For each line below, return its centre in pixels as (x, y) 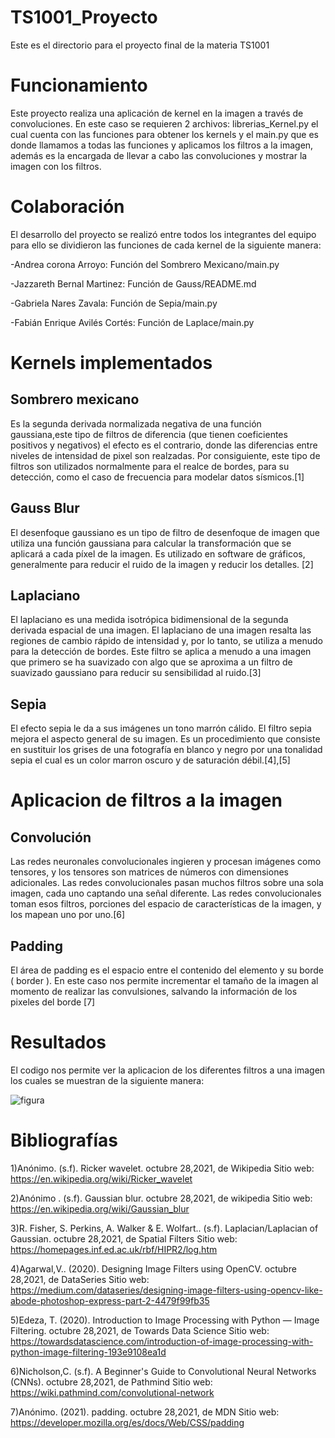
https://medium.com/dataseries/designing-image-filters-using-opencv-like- (166, 1290)
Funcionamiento (79, 85)
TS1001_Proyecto (84, 17)
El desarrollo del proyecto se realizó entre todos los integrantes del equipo (163, 234)
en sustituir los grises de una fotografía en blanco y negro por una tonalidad (166, 750)
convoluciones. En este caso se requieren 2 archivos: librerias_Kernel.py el (164, 123)
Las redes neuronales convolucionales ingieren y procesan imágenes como (166, 862)
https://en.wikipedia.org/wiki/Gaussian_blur (100, 1208)
